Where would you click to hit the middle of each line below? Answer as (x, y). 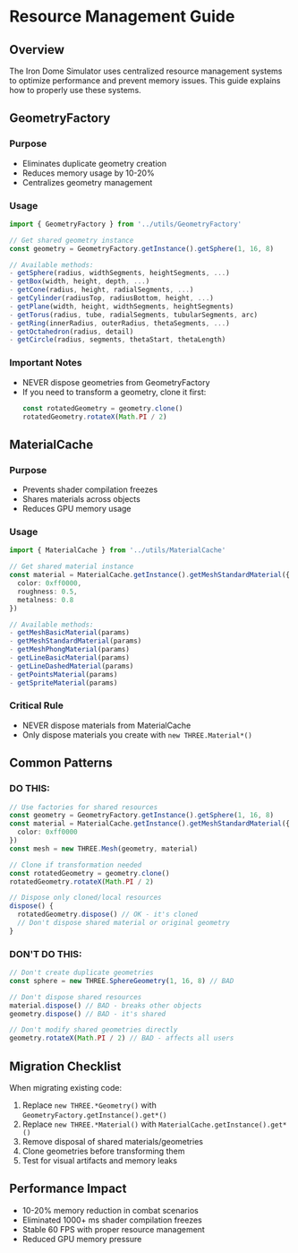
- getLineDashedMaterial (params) (72, 666)
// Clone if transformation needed (76, 865)
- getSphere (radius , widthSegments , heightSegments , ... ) (119, 273)
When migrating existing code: (66, 1087)
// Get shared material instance (72, 566)
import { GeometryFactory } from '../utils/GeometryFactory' (126, 224)
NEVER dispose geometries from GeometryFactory (116, 382)
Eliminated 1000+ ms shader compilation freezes (112, 1220)
